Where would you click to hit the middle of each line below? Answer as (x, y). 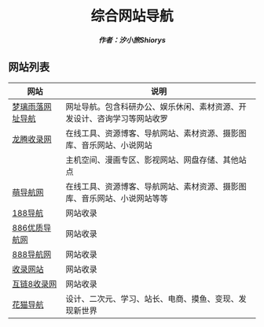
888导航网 (32, 255)
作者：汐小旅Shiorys (132, 39)
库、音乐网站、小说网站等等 (117, 198)
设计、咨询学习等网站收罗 (121, 118)
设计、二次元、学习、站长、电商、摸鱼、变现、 (152, 299)
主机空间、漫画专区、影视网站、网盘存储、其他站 (156, 160)
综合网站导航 (132, 16)
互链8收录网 (35, 284)
